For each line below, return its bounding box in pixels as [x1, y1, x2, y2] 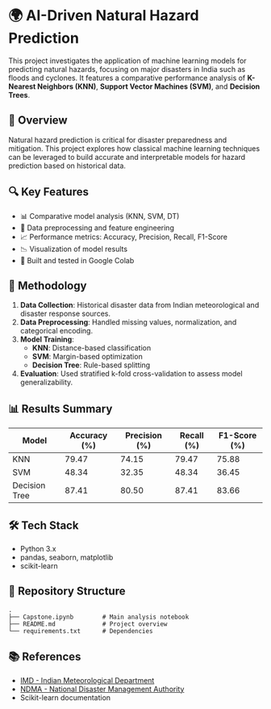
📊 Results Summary [8, 401, 113, 416]
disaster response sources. [19, 308, 111, 319]
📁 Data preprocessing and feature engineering [19, 223, 175, 233]
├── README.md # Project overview [8, 619, 168, 628]
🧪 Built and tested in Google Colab [19, 255, 135, 265]
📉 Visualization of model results [19, 244, 127, 254]
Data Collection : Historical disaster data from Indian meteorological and [19, 300, 260, 310]
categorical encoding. [19, 326, 94, 336]
